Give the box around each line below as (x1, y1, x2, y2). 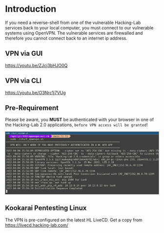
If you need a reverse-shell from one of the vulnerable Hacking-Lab (5, 20, 141, 25)
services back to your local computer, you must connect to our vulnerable (5, 24, 154, 30)
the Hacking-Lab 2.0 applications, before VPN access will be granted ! (5, 122, 148, 128)
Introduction (5, 3, 57, 15)
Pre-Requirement (5, 104, 59, 112)
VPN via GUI (5, 49, 43, 58)
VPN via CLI (5, 77, 42, 85)
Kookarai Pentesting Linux (5, 204, 87, 212)
